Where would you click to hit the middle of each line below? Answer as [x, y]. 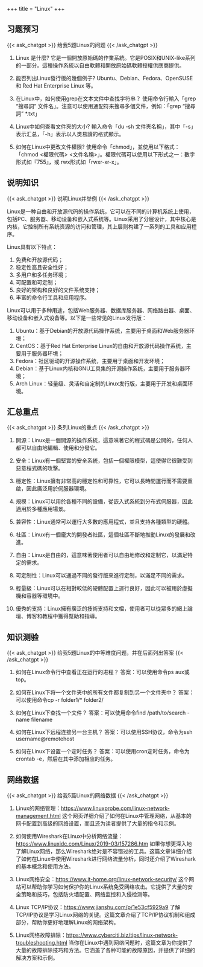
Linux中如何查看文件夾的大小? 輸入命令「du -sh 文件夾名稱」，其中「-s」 [106, 126]
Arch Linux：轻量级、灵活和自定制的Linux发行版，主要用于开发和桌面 [101, 384]
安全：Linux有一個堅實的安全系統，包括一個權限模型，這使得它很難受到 [104, 461]
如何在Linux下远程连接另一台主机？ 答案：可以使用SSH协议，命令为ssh [104, 732]
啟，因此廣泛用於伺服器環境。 [52, 489]
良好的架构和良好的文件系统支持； [58, 290]
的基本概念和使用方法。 [45, 867]
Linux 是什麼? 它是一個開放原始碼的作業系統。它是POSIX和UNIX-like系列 [105, 57]
